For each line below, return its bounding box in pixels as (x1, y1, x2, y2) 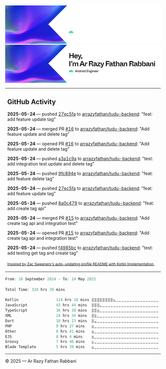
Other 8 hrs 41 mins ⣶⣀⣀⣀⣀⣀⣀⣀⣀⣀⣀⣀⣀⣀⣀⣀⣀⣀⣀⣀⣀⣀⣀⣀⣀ (5, 329, 159, 334)
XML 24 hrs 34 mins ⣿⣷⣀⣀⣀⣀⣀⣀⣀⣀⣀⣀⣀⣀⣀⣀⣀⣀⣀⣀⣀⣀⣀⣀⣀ (5, 313, 159, 318)
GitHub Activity (7, 98, 56, 106)
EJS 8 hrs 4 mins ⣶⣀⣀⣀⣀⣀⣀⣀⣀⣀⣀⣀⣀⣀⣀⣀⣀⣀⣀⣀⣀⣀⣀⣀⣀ (5, 334, 159, 339)
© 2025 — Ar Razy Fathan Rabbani (5, 358, 77, 364)
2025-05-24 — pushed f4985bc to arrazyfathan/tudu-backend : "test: (7, 245, 153, 251)
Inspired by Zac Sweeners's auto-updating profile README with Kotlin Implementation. (7, 262, 155, 266)
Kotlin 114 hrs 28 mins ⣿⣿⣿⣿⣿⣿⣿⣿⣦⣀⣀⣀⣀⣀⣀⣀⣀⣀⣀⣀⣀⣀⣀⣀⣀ (5, 298, 159, 303)
